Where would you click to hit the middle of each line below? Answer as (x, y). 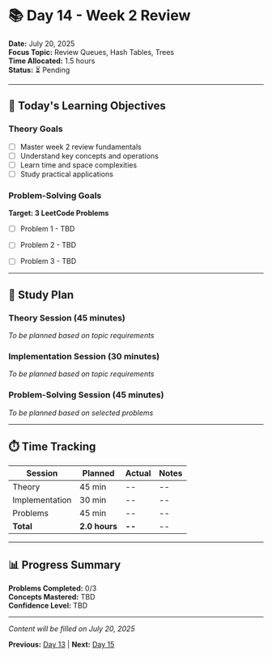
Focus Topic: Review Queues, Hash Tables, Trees (91, 52)
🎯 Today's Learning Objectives (87, 106)
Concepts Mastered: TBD (52, 597)
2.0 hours (99, 527)
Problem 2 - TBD (48, 245)
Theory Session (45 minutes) (67, 318)
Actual (138, 473)
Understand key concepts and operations (89, 155)
